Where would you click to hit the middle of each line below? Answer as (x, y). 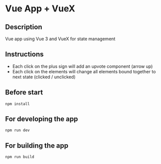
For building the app (37, 145)
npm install (17, 104)
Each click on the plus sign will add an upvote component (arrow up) (82, 66)
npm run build (20, 157)
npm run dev (17, 130)
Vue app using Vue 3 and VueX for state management (60, 39)
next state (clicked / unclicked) (44, 77)
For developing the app (41, 119)
